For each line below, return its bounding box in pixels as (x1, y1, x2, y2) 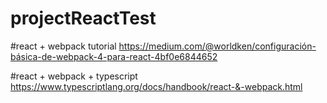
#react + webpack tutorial (10, 40, 117, 52)
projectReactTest (10, 7, 157, 30)
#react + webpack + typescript (10, 70, 138, 82)
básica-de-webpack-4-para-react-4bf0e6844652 (10, 50, 218, 62)
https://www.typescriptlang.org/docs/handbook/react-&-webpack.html (10, 80, 303, 92)
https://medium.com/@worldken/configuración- (118, 40, 317, 52)
